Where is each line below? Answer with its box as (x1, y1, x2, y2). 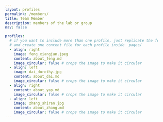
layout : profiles (5, 7, 40, 12)
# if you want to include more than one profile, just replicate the (9, 38, 153, 43)
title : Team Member (5, 16, 45, 21)
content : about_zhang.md (14, 106, 64, 110)
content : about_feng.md (14, 56, 62, 61)
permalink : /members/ (5, 12, 49, 16)
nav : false (5, 25, 27, 30)
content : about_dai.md (14, 74, 60, 79)
